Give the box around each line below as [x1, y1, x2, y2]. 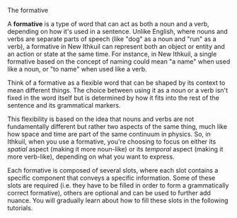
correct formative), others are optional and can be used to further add [7, 189, 211, 197]
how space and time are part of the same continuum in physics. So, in [7, 130, 211, 138]
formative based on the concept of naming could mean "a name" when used [7, 57, 231, 66]
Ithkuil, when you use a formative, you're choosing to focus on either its [7, 137, 216, 146]
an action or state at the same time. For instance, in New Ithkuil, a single [7, 50, 217, 58]
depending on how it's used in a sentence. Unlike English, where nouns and [7, 28, 228, 35]
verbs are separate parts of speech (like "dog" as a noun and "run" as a [7, 35, 217, 43]
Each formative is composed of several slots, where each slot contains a [7, 166, 219, 174]
